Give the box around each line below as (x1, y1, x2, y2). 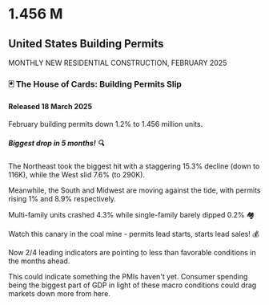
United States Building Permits (8, 37, 164, 51)
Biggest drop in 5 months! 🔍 (8, 138, 105, 148)
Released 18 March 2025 (8, 101, 93, 111)
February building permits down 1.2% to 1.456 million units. (8, 120, 203, 129)
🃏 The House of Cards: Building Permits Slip (8, 78, 183, 89)
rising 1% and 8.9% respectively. (8, 194, 116, 204)
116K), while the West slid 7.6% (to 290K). (8, 170, 146, 180)
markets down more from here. (8, 289, 110, 299)
